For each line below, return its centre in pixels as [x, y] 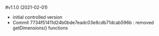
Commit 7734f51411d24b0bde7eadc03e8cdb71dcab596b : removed [83, 23]
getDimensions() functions [40, 28]
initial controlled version [37, 17]
